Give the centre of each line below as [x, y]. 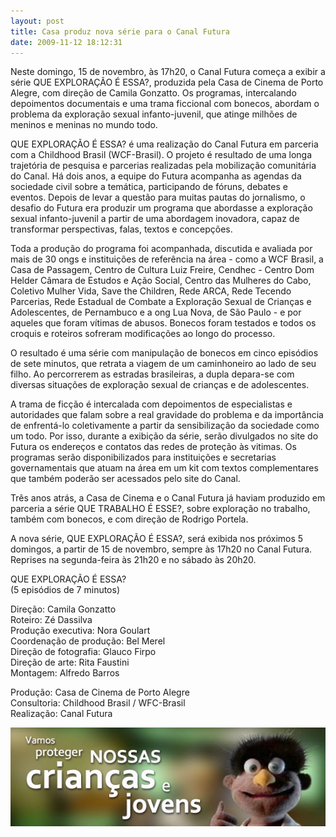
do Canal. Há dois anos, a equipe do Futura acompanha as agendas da [156, 176]
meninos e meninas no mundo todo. [84, 125]
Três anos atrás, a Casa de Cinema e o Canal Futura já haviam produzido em [168, 498]
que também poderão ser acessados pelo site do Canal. [125, 479]
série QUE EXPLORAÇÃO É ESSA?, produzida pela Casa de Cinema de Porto [167, 82]
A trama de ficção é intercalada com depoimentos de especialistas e [151, 404]
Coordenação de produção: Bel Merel [88, 641]
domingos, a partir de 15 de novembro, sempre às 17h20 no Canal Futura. [161, 549]
